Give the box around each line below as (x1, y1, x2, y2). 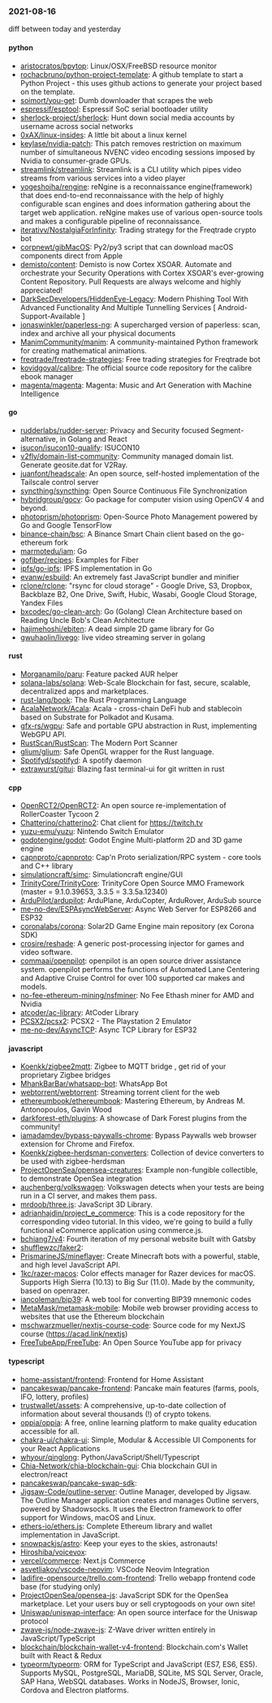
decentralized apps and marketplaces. (19, 686, 149, 696)
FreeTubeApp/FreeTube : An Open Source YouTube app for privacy (19, 1338, 242, 1347)
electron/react (19, 1469, 68, 1479)
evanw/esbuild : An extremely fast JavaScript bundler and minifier (19, 572, 240, 581)
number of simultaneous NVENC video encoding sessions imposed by (19, 147, 256, 157)
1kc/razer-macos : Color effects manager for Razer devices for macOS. (19, 1269, 256, 1278)
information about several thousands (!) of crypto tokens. (19, 1409, 212, 1419)
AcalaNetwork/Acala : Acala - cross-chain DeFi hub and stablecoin (19, 703, 242, 713)
